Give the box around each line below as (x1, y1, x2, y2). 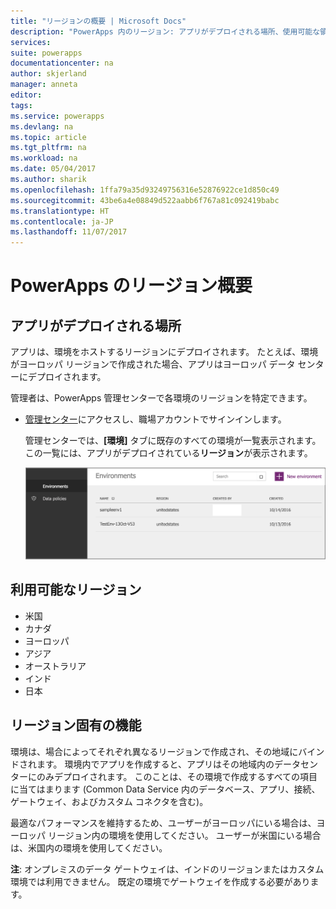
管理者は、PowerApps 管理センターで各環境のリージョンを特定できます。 (10, 392, 313, 404)
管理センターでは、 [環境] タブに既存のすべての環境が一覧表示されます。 (24, 435, 322, 447)
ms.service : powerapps (10, 111, 105, 121)
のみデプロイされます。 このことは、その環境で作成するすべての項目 (36, 770, 318, 782)
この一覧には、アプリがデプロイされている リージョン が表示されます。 (24, 447, 313, 459)
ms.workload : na (10, 153, 78, 164)
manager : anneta (10, 80, 78, 90)
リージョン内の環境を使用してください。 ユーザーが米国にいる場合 (47, 829, 322, 841)
